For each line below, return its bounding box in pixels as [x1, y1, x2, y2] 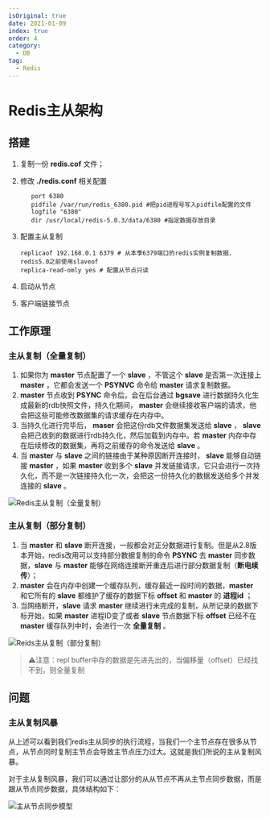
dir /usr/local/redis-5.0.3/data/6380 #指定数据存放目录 [31, 216, 216, 224]
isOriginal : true [8, 11, 67, 20]
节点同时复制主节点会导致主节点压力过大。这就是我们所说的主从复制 [29, 747, 255, 757]
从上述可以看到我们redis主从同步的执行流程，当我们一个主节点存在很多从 [8, 737, 251, 746]
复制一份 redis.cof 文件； [19, 159, 104, 168]
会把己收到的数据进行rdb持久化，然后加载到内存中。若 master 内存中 [19, 430, 250, 440]
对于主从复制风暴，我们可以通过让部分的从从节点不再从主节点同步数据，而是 [8, 774, 262, 784]
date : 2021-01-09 [8, 19, 67, 27]
